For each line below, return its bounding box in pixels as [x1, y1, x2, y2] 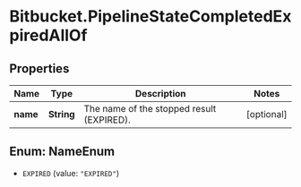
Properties [9, 61, 70, 76]
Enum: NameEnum [9, 144, 115, 159]
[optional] [245, 108, 288, 120]
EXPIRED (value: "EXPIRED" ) [21, 167, 119, 178]
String [47, 108, 75, 120]
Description [134, 88, 186, 99]
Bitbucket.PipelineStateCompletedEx [9, 6, 292, 27]
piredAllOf [9, 25, 88, 46]
